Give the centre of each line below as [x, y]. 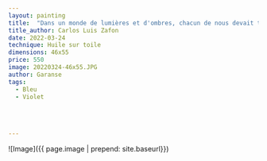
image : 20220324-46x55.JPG [53, 67]
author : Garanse [35, 75]
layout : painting [37, 15]
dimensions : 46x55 [39, 52]
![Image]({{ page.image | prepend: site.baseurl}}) [89, 148]
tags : [17, 82]
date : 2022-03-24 [37, 38]
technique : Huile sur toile [55, 45]
